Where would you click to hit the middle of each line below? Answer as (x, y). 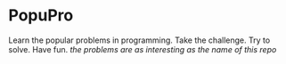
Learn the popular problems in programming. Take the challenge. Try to (139, 40)
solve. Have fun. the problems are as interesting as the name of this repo (143, 49)
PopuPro (41, 16)
